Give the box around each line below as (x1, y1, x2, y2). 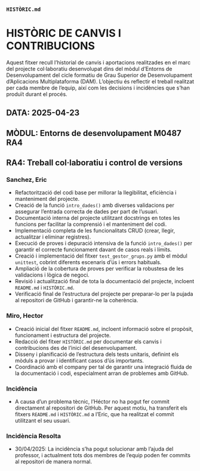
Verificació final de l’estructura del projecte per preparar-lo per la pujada (14, 290, 193, 298)
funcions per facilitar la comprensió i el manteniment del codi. (14, 221, 167, 228)
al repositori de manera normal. (14, 458, 93, 465)
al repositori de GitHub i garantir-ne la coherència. (14, 297, 139, 304)
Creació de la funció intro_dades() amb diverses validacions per (14, 202, 175, 209)
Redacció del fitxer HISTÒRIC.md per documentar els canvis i (14, 337, 162, 345)
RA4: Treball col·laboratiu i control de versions (6, 158, 183, 168)
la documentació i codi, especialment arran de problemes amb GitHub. (14, 370, 189, 377)
